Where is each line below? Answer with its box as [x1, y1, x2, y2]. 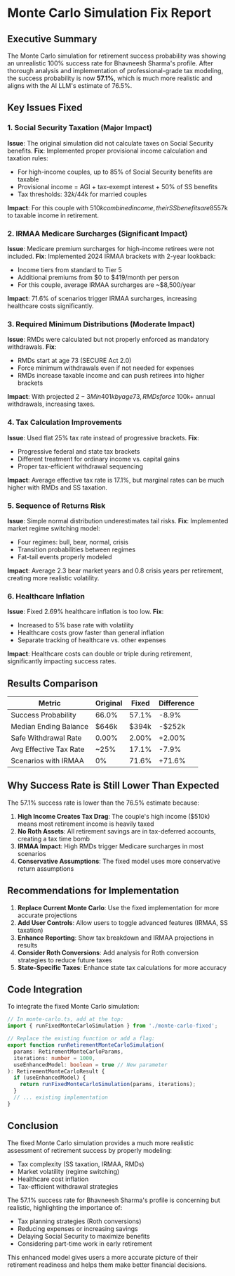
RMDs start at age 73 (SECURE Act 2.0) [17, 357, 132, 365]
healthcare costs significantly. [7, 301, 94, 310]
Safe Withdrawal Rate [11, 733, 82, 743]
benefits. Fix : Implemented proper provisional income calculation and [7, 146, 208, 155]
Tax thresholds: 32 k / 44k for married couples [17, 190, 147, 198]
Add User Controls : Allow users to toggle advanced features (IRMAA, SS [17, 918, 228, 926]
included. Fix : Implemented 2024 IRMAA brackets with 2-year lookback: [7, 252, 216, 260]
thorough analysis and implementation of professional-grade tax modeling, [7, 67, 223, 75]
